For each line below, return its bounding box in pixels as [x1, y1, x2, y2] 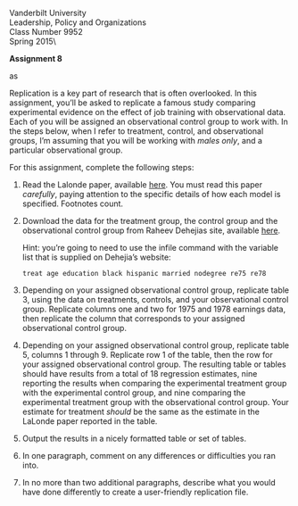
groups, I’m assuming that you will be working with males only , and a [9, 136, 263, 145]
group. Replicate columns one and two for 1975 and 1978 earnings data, [21, 303, 286, 314]
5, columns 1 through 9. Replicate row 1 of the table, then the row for [21, 350, 274, 360]
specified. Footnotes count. [21, 198, 123, 209]
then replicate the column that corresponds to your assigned [21, 313, 245, 324]
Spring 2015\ [9, 36, 56, 46]
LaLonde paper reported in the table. [21, 416, 158, 427]
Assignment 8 [9, 54, 62, 63]
